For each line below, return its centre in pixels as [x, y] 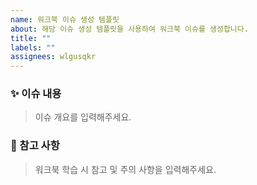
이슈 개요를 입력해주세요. [83, 117]
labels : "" [33, 47]
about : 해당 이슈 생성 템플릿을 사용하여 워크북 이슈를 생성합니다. [129, 29]
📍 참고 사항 [35, 146]
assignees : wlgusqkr [53, 57]
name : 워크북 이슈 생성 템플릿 [65, 19]
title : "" [31, 38]
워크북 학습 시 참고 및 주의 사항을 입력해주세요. [125, 169]
